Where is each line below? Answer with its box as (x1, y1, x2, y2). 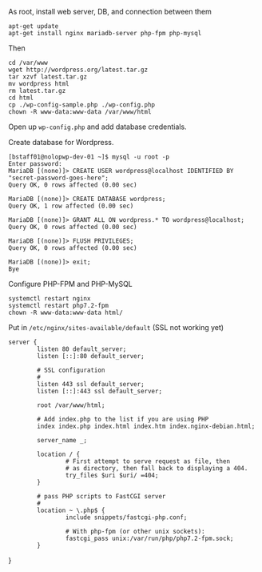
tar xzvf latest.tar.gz (8, 73, 88, 81)
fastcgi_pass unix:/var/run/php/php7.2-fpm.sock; (65, 534, 234, 542)
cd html (8, 94, 34, 102)
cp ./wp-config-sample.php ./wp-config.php (8, 101, 156, 109)
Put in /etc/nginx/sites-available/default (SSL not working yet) (8, 323, 224, 332)
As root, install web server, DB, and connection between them (8, 7, 212, 16)
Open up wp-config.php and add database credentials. (8, 122, 187, 131)
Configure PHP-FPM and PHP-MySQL (8, 280, 133, 288)
